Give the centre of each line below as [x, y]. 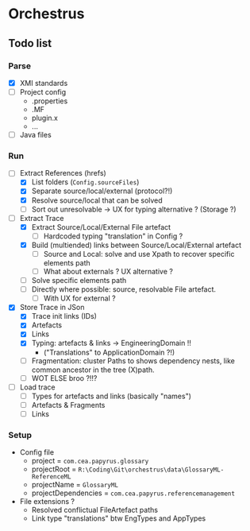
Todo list [30, 43]
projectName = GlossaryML [75, 485]
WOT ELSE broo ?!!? [64, 378]
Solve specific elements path [79, 281]
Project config [43, 91]
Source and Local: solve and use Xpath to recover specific [139, 254]
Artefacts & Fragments [68, 405]
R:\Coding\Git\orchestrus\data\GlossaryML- [151, 470]
